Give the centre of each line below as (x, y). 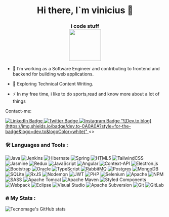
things (19, 101)
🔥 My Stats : (20, 198)
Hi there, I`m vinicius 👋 (85, 10)
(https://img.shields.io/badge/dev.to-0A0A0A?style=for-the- (68, 126)
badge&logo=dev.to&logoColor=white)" (46, 132)
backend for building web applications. (53, 74)
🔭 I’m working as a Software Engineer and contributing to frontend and (86, 69)
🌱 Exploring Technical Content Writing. (53, 84)
